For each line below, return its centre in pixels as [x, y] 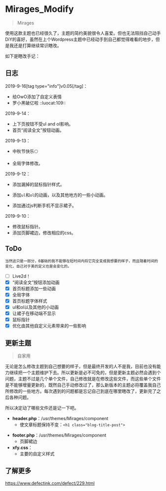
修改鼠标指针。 [27, 226]
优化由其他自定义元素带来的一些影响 [49, 326]
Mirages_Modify [40, 9]
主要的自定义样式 [37, 454]
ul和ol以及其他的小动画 [36, 307]
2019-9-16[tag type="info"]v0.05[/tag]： [46, 86]
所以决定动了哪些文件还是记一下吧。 [42, 408]
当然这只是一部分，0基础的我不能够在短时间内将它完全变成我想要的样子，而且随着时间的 [82, 261]
